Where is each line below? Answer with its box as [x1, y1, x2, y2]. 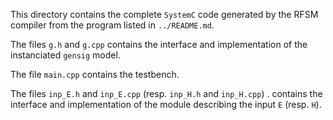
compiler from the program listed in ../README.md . [10, 19, 215, 31]
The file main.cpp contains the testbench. [10, 69, 180, 80]
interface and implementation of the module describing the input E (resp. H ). [10, 99, 322, 110]
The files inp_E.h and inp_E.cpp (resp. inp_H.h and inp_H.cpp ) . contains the [10, 88, 323, 99]
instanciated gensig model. [10, 49, 121, 61]
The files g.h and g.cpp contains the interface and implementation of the [10, 39, 308, 50]
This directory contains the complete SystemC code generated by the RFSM [10, 9, 319, 20]
